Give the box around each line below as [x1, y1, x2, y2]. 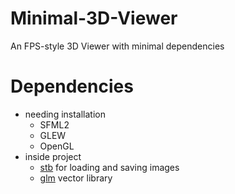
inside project [24, 150, 82, 162]
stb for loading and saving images [39, 161, 180, 173]
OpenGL [39, 140, 75, 152]
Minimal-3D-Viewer [10, 7, 178, 30]
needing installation [24, 108, 106, 120]
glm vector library [39, 172, 113, 184]
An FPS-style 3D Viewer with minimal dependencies [10, 40, 225, 52]
